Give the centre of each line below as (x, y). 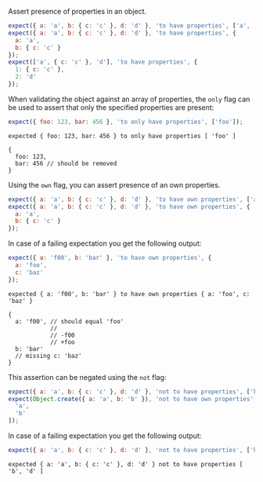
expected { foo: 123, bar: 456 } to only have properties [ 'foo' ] (122, 136)
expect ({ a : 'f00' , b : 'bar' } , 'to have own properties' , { (110, 258)
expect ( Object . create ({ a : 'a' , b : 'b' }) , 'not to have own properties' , (133, 399)
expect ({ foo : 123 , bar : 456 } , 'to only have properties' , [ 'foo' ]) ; (126, 122)
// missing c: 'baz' (49, 356)
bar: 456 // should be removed (66, 163)
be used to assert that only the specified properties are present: (111, 107)
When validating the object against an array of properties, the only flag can (129, 99)
